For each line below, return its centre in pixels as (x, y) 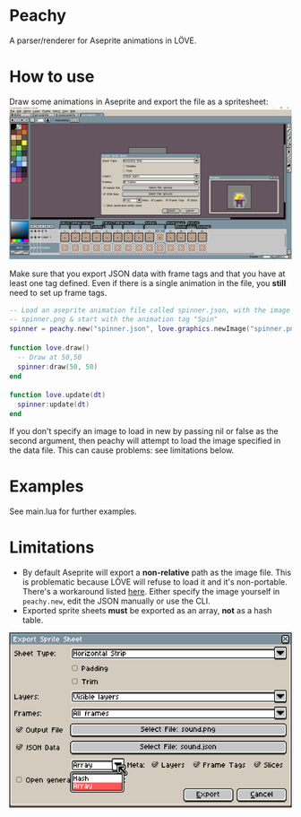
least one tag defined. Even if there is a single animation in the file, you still (148, 282)
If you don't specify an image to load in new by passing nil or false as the (144, 431)
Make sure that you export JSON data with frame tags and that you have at (147, 274)
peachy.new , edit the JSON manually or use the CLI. (116, 601)
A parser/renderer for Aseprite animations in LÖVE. (103, 40)
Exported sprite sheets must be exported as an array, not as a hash (147, 610)
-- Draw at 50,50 (50, 357)
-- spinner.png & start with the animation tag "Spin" (114, 319)
